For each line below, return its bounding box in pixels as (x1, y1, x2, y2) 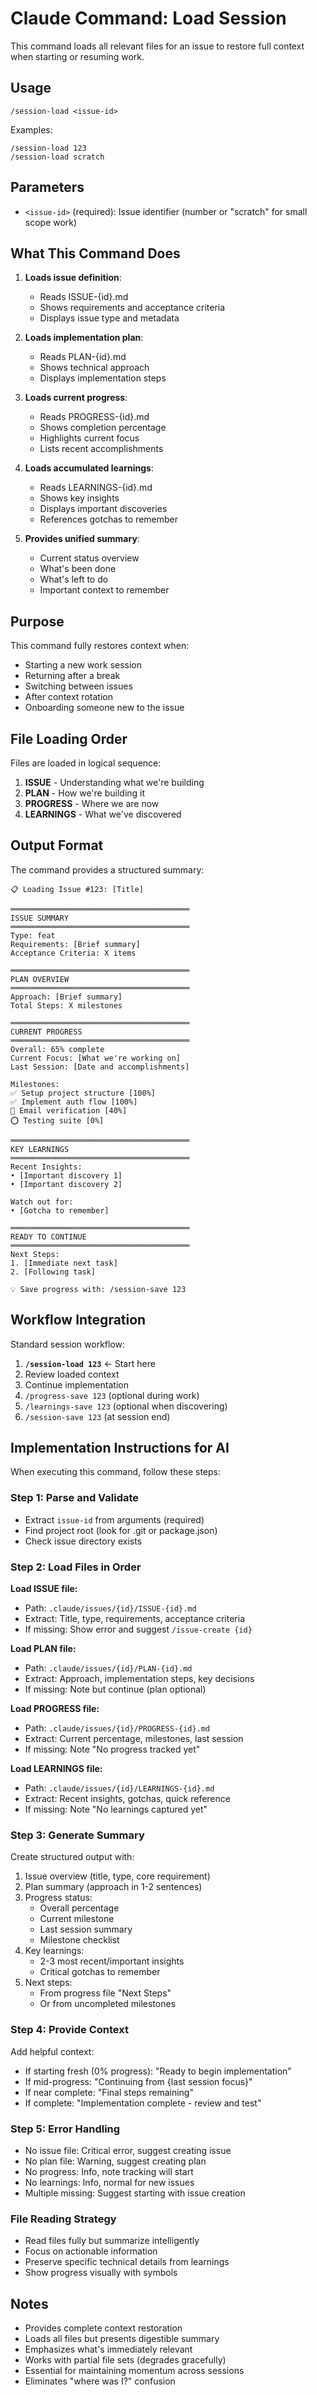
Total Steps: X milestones (10, 1000, 123, 1011)
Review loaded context (24, 1368, 120, 1380)
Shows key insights (39, 492, 120, 504)
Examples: (10, 123, 53, 136)
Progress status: (24, 1892, 93, 1904)
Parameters (10, 179, 85, 196)
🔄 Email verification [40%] (10, 1105, 128, 1116)
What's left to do (39, 573, 109, 586)
